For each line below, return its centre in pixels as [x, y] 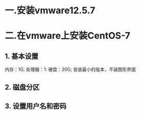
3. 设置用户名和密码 [36, 106]
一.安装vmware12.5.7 [50, 10]
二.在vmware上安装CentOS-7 [68, 36]
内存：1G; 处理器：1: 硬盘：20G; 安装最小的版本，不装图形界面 [70, 70]
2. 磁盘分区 [22, 87]
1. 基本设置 [22, 56]
